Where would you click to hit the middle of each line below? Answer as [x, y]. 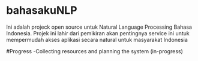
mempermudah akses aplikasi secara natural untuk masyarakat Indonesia [97, 39]
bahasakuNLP [42, 10]
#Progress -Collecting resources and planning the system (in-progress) [94, 51]
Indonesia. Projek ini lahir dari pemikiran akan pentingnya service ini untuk [98, 33]
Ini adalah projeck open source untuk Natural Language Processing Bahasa [99, 27]
